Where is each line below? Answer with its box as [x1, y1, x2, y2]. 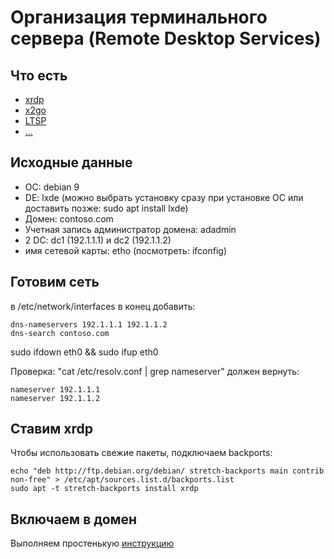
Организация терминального [10, 6, 268, 29]
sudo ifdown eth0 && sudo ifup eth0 [10, 346, 159, 358]
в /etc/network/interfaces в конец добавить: [10, 300, 196, 312]
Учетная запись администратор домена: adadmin [24, 223, 237, 235]
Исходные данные [10, 154, 133, 171]
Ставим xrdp [10, 421, 94, 438]
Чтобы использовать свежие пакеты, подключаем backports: [10, 447, 273, 459]
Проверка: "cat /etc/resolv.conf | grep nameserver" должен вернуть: [10, 365, 300, 377]
